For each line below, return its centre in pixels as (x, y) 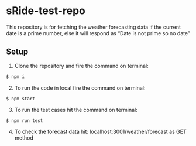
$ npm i (16, 77)
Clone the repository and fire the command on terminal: (81, 66)
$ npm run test (25, 120)
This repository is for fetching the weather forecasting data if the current (94, 27)
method (24, 138)
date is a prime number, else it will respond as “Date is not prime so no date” (98, 33)
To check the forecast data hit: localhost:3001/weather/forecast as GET (100, 132)
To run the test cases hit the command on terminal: (76, 110)
